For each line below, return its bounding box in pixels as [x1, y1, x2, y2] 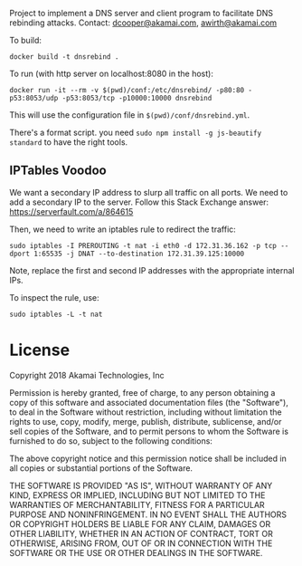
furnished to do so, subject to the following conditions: [9, 435, 212, 446]
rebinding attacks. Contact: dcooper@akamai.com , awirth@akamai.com [9, 17, 278, 28]
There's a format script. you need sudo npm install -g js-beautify [9, 127, 262, 138]
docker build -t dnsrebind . [9, 53, 119, 62]
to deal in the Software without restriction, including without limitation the [9, 407, 282, 417]
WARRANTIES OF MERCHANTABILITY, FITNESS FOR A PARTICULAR [9, 499, 265, 510]
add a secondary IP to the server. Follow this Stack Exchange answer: [9, 197, 269, 207]
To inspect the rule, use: [9, 292, 99, 302]
